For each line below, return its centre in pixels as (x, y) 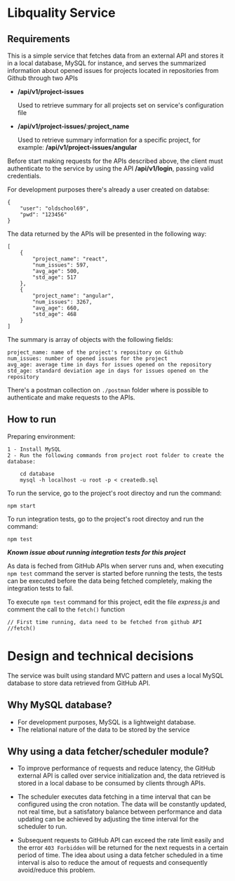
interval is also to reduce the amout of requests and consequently (113, 863)
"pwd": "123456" (44, 215)
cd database (37, 474)
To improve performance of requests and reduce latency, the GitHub (116, 768)
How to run (32, 419)
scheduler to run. (42, 827)
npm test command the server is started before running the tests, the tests (115, 573)
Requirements (39, 39)
